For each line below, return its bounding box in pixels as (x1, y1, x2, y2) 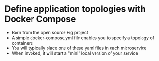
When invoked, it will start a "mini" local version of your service (11, 50, 139, 56)
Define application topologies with (4, 3, 146, 15)
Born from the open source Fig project (11, 30, 88, 35)
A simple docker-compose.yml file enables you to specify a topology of (11, 35, 155, 41)
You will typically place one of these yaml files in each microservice (11, 45, 147, 51)
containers (11, 40, 33, 46)
